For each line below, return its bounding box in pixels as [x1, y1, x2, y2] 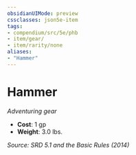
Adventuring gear [7, 107, 57, 115]
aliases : [7, 49, 32, 56]
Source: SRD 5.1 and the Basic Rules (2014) [7, 141, 130, 149]
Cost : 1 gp [16, 120, 47, 128]
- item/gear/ [7, 36, 45, 43]
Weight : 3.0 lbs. [16, 128, 63, 136]
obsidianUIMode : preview [7, 10, 78, 17]
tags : [7, 23, 23, 29]
